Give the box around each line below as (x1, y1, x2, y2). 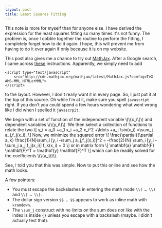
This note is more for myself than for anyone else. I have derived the (5, 25, 142, 31)
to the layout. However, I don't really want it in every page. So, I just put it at (5, 91, 157, 97)
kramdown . (12, 202, 32, 207)
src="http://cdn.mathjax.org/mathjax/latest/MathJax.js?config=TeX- (14, 74, 156, 79)
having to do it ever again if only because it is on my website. (5, 46, 127, 52)
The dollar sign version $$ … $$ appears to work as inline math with (12, 196, 147, 203)
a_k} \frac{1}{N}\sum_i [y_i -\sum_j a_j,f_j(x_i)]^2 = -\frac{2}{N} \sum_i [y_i (5, 137, 154, 143)
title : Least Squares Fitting (5, 12, 67, 17)
